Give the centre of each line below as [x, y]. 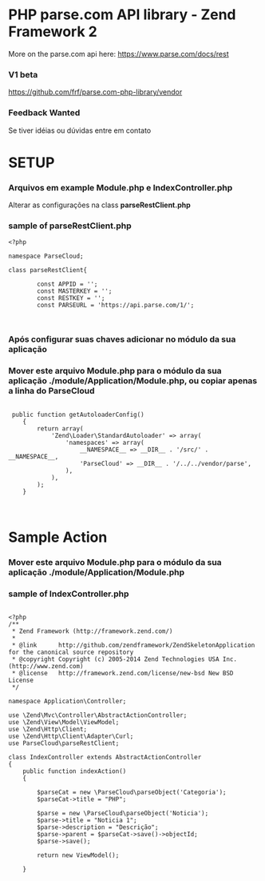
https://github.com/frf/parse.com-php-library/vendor [95, 92]
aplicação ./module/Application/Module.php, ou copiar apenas [133, 381]
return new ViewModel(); [78, 855]
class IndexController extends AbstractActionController [105, 757]
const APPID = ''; [67, 284]
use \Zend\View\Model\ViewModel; [64, 722]
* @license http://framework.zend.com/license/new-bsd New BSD [123, 673]
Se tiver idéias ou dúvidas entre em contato [80, 130]
